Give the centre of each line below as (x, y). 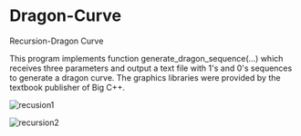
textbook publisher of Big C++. (67, 87)
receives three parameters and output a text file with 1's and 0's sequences (151, 68)
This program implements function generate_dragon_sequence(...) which (146, 58)
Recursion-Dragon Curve (57, 41)
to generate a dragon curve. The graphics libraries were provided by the (145, 77)
